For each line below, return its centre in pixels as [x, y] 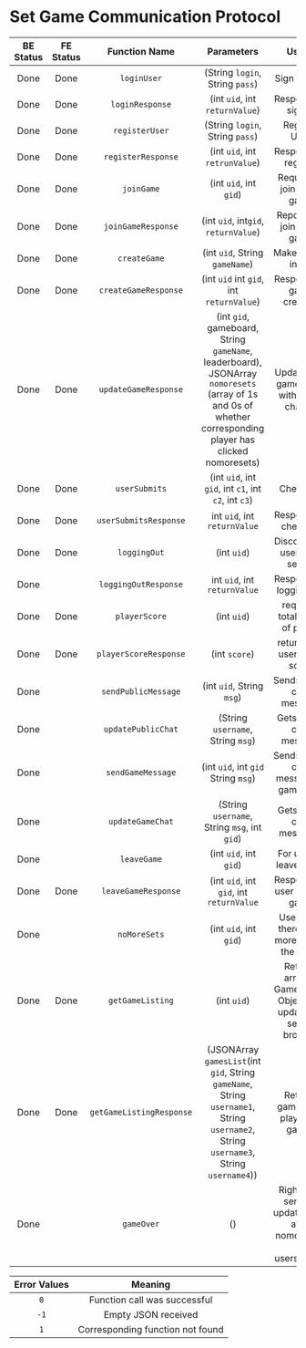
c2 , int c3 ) [233, 500]
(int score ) [233, 654]
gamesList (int [233, 1061]
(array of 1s [233, 394]
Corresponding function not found [151, 1329]
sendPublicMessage [141, 691]
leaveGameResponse [141, 891]
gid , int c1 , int [233, 488]
